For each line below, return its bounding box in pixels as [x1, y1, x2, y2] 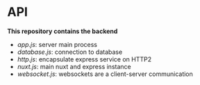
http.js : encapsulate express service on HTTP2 [17, 55, 152, 63]
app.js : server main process [17, 40, 98, 48]
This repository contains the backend [7, 27, 118, 35]
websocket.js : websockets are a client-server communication [17, 70, 193, 78]
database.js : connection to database [17, 48, 123, 56]
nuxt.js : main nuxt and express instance [17, 62, 131, 70]
